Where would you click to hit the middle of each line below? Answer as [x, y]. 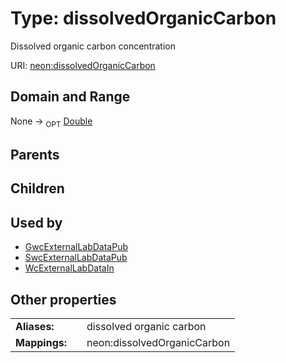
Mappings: [41, 342]
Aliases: [35, 326]
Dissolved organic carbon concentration [93, 46]
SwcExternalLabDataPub [76, 258]
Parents [35, 154]
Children [37, 188]
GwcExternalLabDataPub [76, 247]
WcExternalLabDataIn [69, 268]
